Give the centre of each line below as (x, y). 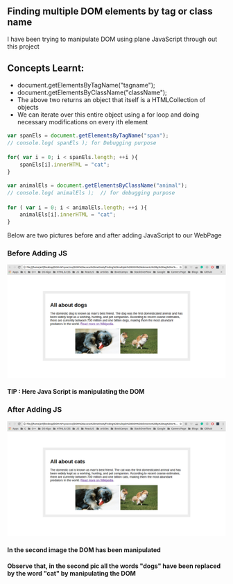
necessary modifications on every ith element (83, 122)
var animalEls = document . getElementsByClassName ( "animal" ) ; (97, 185)
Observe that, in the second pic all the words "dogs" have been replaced (114, 566)
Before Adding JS (37, 253)
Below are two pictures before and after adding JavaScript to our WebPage (114, 235)
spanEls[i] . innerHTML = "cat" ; (65, 165)
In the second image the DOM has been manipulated (84, 550)
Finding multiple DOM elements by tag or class (110, 11)
